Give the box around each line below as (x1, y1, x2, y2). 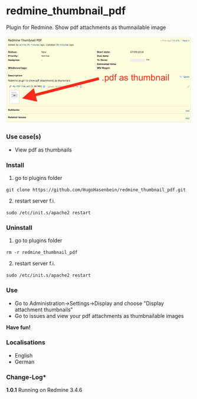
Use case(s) (6, 133, 41, 141)
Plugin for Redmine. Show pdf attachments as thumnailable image (6, 24, 166, 31)
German (14, 358, 35, 365)
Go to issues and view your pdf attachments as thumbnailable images (14, 312, 184, 319)
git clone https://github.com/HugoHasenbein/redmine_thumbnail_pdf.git (6, 186, 186, 193)
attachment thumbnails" (14, 306, 74, 313)
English (14, 352, 33, 359)
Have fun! (6, 324, 31, 331)
